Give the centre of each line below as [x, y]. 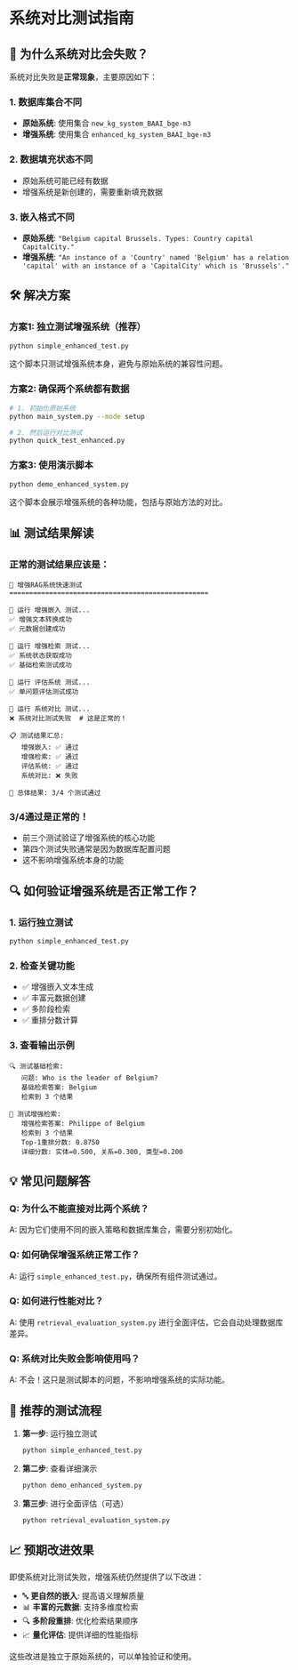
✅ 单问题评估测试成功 [44, 692]
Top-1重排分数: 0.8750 [60, 1142]
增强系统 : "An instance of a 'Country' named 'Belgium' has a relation [155, 257]
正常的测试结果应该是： [59, 564]
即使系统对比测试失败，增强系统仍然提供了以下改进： [107, 1577]
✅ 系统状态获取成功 [41, 656]
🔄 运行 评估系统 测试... [50, 682]
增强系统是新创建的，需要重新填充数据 [92, 191]
